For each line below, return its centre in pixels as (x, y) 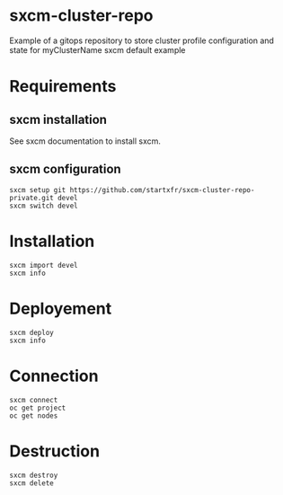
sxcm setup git (38, 190)
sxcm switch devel (44, 206)
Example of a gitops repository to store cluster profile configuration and (141, 40)
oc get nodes (34, 415)
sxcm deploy (31, 332)
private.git (31, 198)
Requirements (63, 87)
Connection (54, 376)
